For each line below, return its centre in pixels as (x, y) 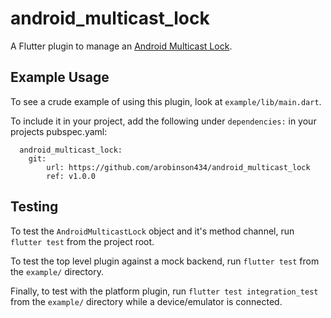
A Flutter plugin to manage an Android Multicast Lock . (121, 46)
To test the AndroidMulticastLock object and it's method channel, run (152, 231)
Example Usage (60, 77)
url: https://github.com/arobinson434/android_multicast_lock (178, 167)
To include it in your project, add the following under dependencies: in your (163, 121)
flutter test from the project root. (82, 241)
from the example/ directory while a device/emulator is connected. (146, 301)
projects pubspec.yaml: (59, 131)
